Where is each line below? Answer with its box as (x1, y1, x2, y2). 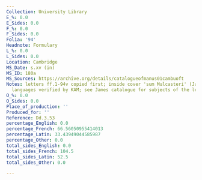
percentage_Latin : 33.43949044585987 (6, 131, 101, 138)
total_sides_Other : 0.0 (6, 160, 66, 166)
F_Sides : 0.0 (6, 31, 39, 37)
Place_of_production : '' (6, 103, 69, 110)
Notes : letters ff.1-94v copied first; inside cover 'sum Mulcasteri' (6, 82, 187, 88)
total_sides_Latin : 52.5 (6, 154, 69, 160)
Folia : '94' (6, 37, 36, 43)
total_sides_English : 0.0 (6, 142, 71, 149)
